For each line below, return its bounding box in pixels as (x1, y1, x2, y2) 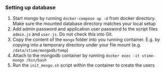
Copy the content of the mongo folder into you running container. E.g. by (12, 36, 160, 42)
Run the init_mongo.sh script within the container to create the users (12, 62, 155, 68)
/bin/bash (26, 58, 47, 63)
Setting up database (5, 4, 56, 11)
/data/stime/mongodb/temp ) (12, 47, 69, 53)
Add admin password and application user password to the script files (12, 26, 158, 32)
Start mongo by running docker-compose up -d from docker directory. (12, 15, 156, 21)
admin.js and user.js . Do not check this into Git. (12, 31, 113, 37)
